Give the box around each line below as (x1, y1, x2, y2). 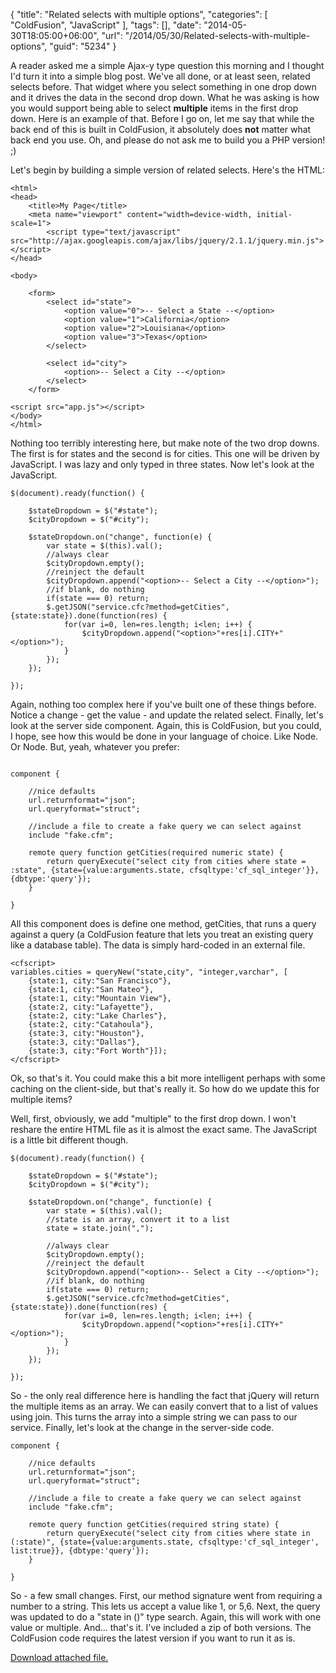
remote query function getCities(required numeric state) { (28, 848, 284, 858)
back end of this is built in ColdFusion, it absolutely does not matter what (10, 124, 312, 135)
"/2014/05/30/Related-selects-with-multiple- (124, 30, 311, 41)
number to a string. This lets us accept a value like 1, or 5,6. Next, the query (10, 1600, 321, 1612)
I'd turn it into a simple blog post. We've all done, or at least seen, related (10, 70, 311, 82)
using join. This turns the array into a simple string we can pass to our (10, 1411, 298, 1423)
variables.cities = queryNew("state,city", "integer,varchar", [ (10, 967, 288, 977)
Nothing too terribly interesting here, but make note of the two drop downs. (10, 437, 320, 449)
